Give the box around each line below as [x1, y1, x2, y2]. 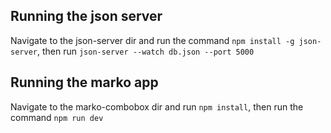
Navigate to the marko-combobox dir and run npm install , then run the [10, 100, 304, 113]
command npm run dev [10, 111, 104, 123]
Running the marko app [10, 74, 159, 91]
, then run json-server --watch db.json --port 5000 [36, 45, 255, 57]
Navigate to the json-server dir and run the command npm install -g [10, 34, 295, 46]
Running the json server [10, 8, 163, 25]
